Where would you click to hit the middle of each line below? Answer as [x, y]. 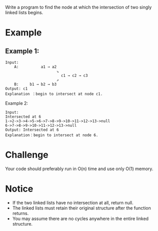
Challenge [27, 155]
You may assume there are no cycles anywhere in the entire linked [80, 219]
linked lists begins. [24, 12]
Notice [19, 189]
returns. [20, 213]
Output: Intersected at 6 [32, 130]
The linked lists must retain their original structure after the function [81, 208]
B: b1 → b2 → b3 [35, 84]
